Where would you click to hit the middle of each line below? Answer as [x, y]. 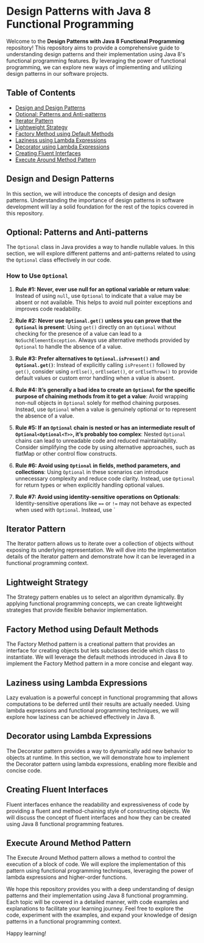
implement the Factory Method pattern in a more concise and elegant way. [100, 664]
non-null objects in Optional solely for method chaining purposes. [98, 402]
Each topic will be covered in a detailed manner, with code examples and [97, 902]
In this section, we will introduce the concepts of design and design [91, 193]
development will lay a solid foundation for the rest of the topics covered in [100, 207]
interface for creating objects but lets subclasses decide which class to [96, 651]
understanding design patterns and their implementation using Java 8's [96, 54]
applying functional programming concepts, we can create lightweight [94, 604]
